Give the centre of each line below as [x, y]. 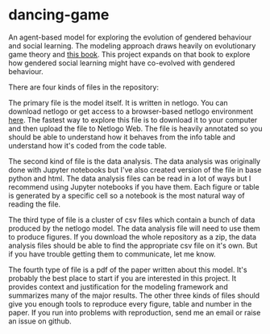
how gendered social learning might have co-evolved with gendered [122, 63]
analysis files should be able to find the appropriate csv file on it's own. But [133, 245]
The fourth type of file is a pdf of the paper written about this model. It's [128, 269]
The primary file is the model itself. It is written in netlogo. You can [118, 102]
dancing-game [59, 15]
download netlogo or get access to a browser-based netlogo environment [131, 111]
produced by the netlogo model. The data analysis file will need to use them [134, 228]
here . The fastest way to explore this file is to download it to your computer [133, 119]
